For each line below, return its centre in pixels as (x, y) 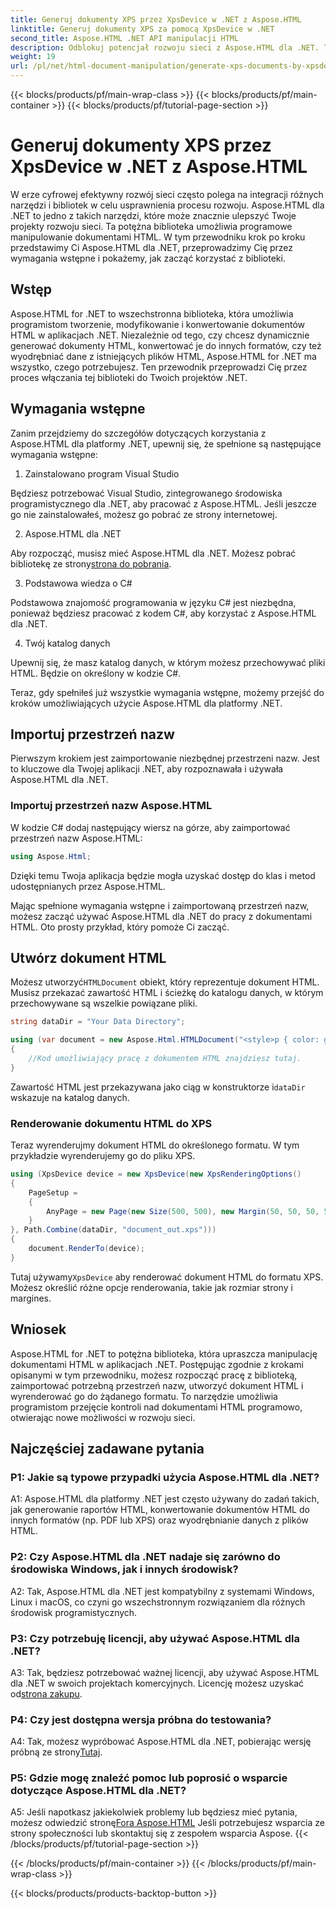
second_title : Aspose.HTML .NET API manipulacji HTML (125, 38)
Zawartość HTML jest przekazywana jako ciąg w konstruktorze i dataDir (158, 1087)
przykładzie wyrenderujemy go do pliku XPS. (103, 1156)
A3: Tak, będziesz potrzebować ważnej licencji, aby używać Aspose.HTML (165, 1672)
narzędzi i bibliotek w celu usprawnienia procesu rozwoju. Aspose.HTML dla (167, 205)
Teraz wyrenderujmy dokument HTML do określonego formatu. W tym (155, 1145)
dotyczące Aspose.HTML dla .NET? (98, 1791)
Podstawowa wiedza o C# (78, 583)
